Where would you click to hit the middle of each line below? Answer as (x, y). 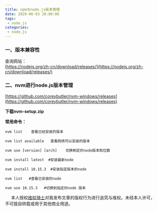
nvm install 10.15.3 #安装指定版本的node (46, 169)
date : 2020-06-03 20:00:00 (32, 14)
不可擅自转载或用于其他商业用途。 (39, 203)
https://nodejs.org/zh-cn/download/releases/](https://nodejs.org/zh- (75, 67)
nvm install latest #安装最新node (39, 160)
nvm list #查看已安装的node (33, 179)
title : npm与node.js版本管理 (33, 9)
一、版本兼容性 (22, 50)
